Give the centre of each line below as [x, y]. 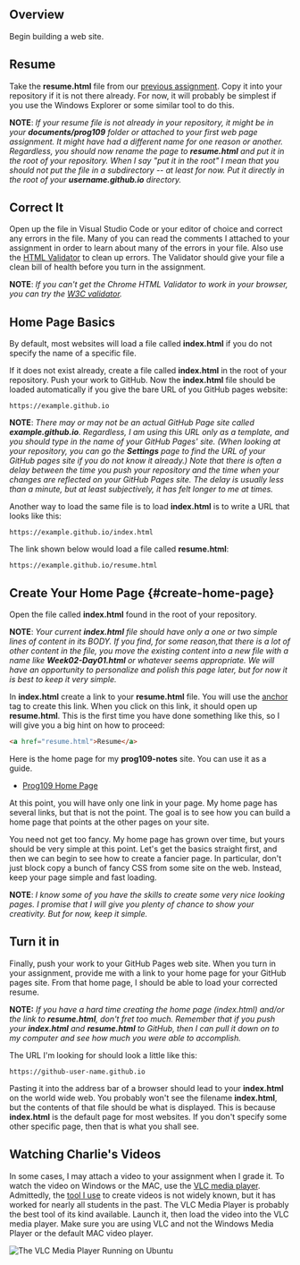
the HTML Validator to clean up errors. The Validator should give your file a [147, 258]
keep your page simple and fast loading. [83, 877]
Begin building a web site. [57, 36]
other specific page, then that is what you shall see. [104, 1126]
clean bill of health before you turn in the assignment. [108, 267]
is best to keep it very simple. [63, 680]
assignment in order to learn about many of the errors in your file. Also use [146, 248]
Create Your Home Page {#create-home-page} [142, 593]
